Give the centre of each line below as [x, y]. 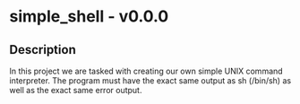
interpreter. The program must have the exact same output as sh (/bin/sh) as [150, 81]
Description [43, 50]
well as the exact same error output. [76, 90]
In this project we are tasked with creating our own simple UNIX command [146, 71]
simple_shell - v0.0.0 [89, 17]
